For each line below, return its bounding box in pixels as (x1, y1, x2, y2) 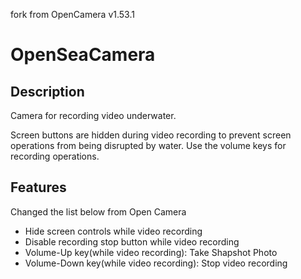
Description (10, 83, 85, 100)
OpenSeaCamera (10, 44, 156, 66)
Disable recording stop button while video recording (24, 235, 240, 248)
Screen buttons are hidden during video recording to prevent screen (10, 129, 292, 141)
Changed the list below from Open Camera (10, 205, 187, 218)
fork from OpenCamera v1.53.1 (10, 9, 135, 20)
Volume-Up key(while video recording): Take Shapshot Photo (24, 246, 278, 258)
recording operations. (10, 150, 100, 162)
